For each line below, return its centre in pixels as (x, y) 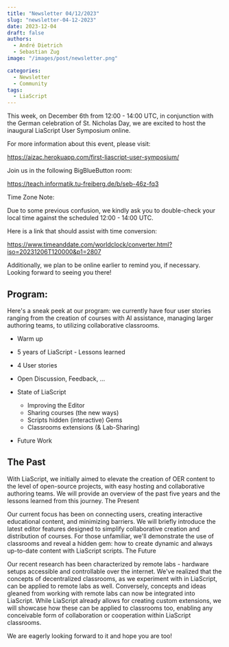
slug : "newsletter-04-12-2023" (52, 20)
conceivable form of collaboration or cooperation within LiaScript (99, 615)
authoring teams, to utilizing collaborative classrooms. (83, 325)
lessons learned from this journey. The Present (73, 500)
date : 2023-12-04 (32, 26)
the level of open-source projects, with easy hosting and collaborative (106, 486)
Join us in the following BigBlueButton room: (70, 171)
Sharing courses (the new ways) (73, 412)
